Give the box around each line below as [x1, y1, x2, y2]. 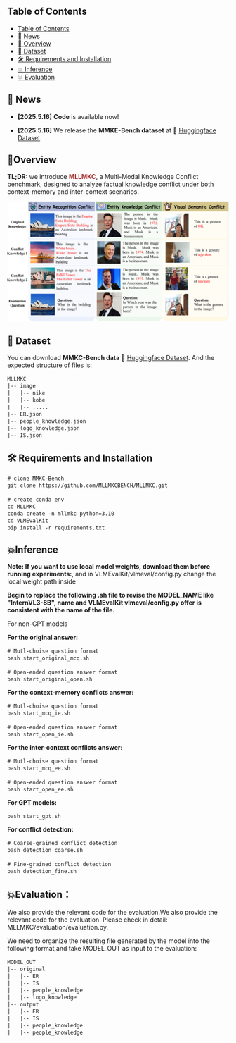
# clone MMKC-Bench [7, 475, 65, 482]
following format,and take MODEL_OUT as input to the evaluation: [7, 944, 197, 952]
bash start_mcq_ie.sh [7, 710, 71, 717]
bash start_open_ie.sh [7, 731, 74, 739]
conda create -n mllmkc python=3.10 [7, 510, 114, 517]
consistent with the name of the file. [7, 606, 115, 615]
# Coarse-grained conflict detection [7, 840, 118, 847]
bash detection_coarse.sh [7, 847, 83, 854]
